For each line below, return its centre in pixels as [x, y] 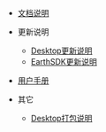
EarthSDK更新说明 [64, 62]
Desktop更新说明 [61, 50]
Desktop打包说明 [61, 118]
